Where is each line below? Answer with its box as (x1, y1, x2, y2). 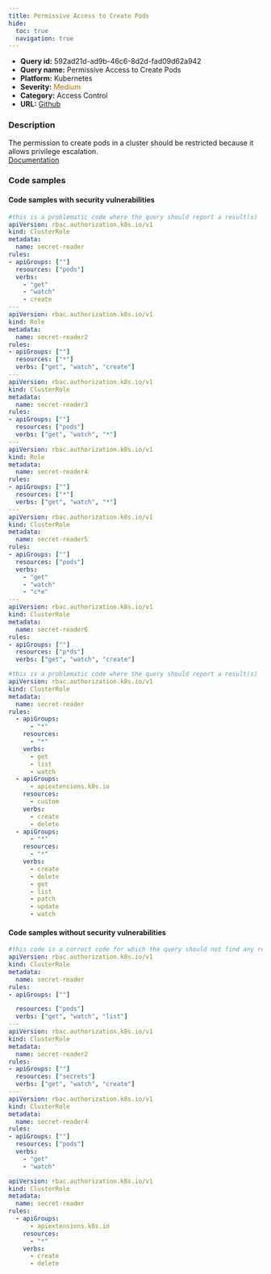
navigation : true (15, 34, 74, 43)
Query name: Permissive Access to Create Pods (19, 65, 181, 75)
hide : (8, 19, 27, 27)
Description (8, 119, 56, 131)
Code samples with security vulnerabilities (8, 195, 155, 205)
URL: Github (19, 99, 61, 109)
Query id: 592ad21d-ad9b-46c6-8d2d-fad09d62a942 (19, 56, 202, 66)
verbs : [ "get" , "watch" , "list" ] (15, 1013, 128, 1021)
